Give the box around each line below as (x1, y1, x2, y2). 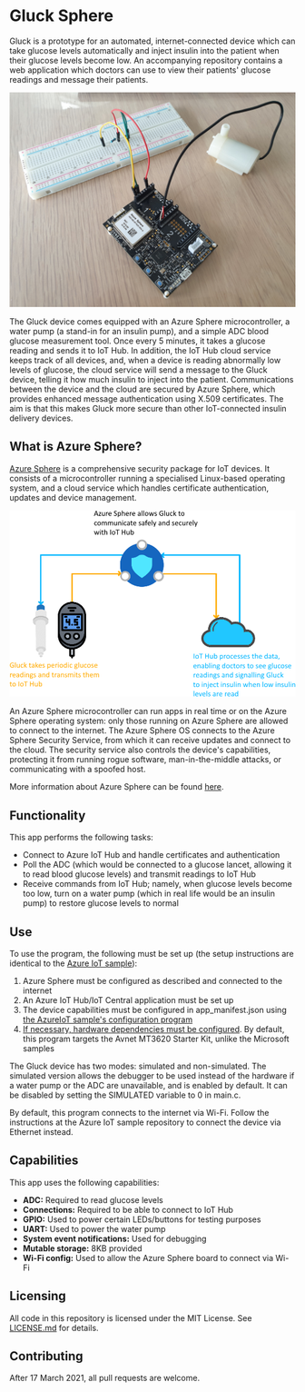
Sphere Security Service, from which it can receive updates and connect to (9, 735, 291, 746)
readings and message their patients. (9, 74, 149, 85)
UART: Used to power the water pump (22, 1223, 166, 1234)
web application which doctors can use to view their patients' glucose (9, 65, 271, 75)
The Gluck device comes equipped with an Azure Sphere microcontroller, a (9, 315, 290, 327)
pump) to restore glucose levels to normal (22, 898, 180, 909)
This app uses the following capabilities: (9, 1177, 160, 1188)
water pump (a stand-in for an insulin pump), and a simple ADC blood (9, 325, 270, 336)
